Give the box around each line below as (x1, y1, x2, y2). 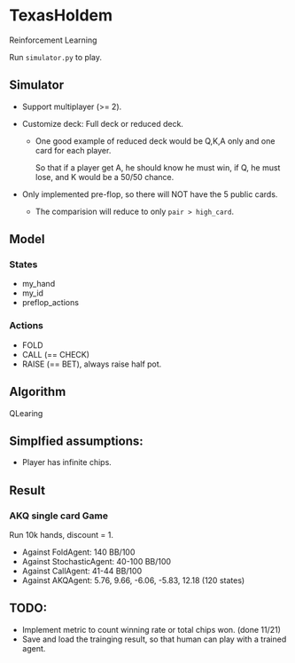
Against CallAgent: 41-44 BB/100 (21, 565, 143, 577)
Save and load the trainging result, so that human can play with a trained (21, 634, 287, 644)
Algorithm (9, 384, 66, 399)
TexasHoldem (9, 5, 113, 26)
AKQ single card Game (9, 509, 109, 522)
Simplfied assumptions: (9, 433, 144, 448)
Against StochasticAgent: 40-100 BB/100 (21, 556, 171, 567)
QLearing (9, 407, 43, 418)
